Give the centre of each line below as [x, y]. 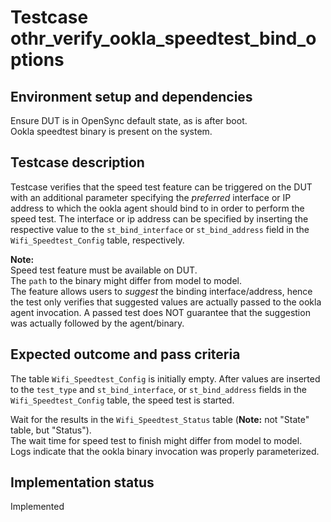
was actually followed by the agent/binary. [97, 323]
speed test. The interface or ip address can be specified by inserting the [159, 218]
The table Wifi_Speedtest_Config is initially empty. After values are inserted [165, 378]
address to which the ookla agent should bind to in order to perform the [157, 208]
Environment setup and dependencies [131, 96]
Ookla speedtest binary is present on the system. [111, 131]
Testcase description [77, 162]
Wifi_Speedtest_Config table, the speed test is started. [122, 400]
